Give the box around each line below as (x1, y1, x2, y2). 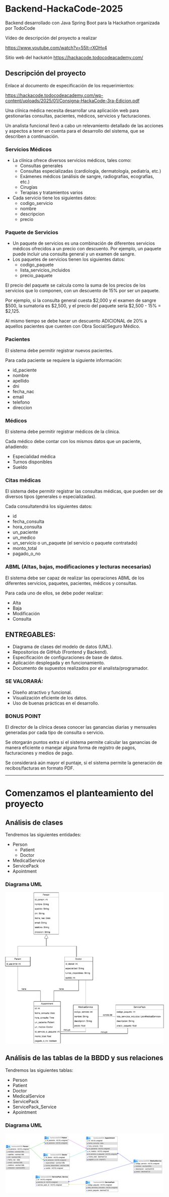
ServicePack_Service (12, 1104, 57, 1110)
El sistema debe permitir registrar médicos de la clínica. (5, 428, 120, 434)
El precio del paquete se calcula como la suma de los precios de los (5, 282, 146, 288)
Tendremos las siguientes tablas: (5, 1067, 73, 1073)
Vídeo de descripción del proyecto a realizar (5, 35, 97, 41)
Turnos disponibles (12, 459, 53, 465)
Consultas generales (20, 162, 63, 169)
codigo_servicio (20, 200, 53, 206)
